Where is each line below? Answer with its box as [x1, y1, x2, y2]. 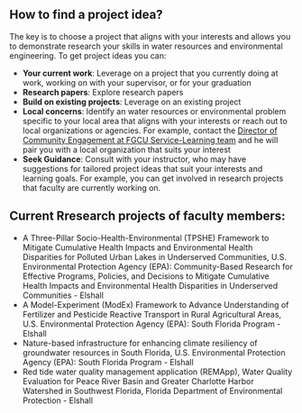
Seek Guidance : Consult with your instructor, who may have [22, 153, 246, 165]
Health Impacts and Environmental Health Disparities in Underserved [22, 280, 279, 291]
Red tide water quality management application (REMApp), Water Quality [22, 366, 293, 377]
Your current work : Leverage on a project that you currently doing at [22, 67, 279, 78]
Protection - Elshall [22, 395, 93, 406]
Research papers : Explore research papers [22, 86, 184, 97]
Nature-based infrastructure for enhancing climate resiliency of [22, 337, 258, 348]
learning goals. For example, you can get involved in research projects [22, 173, 284, 184]
